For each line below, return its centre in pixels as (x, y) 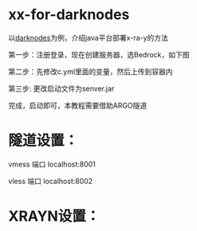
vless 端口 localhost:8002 (51, 181)
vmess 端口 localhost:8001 (52, 164)
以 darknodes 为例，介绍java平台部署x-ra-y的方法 (89, 37)
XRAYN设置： (54, 216)
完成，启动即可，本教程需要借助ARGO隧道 (78, 105)
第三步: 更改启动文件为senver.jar (61, 88)
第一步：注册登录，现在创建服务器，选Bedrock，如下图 (99, 54)
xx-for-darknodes (69, 15)
